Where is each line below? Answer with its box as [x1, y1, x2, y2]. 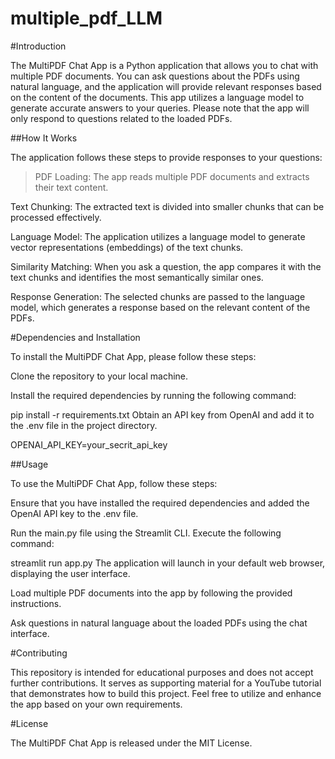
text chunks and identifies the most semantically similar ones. [10, 271, 264, 283]
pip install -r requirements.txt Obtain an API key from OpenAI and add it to [10, 408, 315, 421]
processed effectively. [10, 211, 102, 223]
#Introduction [10, 40, 67, 52]
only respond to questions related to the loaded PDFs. [10, 112, 233, 124]
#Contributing [10, 647, 68, 659]
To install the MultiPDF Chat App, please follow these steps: [10, 350, 257, 362]
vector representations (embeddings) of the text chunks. [10, 241, 244, 253]
